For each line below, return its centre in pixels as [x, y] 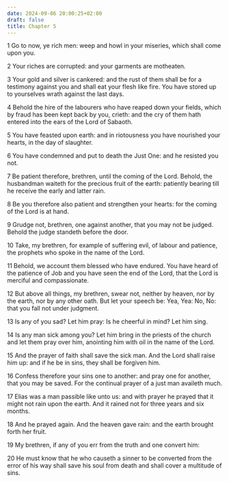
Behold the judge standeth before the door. [68, 232]
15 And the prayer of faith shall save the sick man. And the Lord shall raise [111, 356]
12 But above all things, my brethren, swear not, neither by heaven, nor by [111, 294]
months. [19, 411]
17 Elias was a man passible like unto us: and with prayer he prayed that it [110, 397]
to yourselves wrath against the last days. [66, 94]
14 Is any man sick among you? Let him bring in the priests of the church [109, 335]
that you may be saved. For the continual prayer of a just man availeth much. [115, 383]
